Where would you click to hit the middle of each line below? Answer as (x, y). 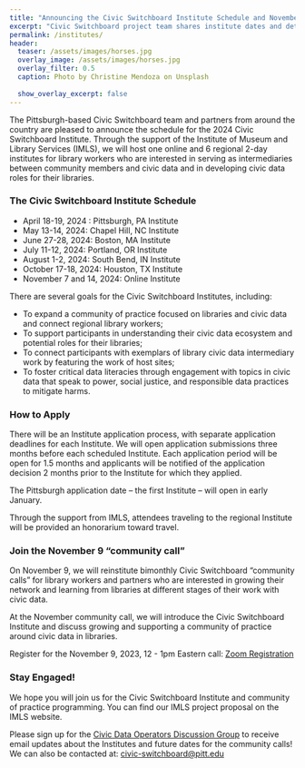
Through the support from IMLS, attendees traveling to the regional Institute (151, 517)
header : (24, 43)
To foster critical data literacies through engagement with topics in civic (157, 371)
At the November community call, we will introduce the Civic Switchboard (147, 617)
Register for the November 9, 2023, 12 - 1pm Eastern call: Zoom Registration (152, 654)
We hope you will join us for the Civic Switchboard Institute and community (150, 697)
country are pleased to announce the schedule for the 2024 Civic (132, 129)
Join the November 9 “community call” (97, 551)
